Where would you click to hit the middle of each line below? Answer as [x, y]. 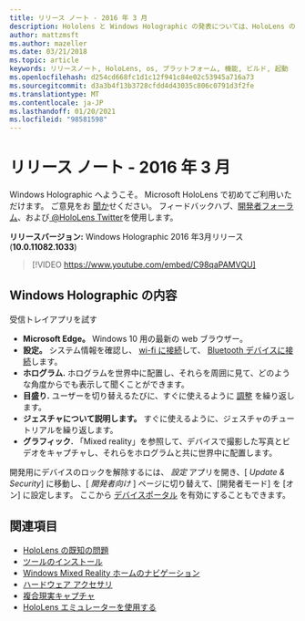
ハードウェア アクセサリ [68, 584]
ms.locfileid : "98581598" [58, 119]
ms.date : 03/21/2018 [49, 52]
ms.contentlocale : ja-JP [56, 103]
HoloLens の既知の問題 [66, 550]
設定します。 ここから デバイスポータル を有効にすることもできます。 [161, 494]
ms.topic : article [44, 60]
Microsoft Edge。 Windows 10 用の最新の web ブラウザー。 [135, 338]
